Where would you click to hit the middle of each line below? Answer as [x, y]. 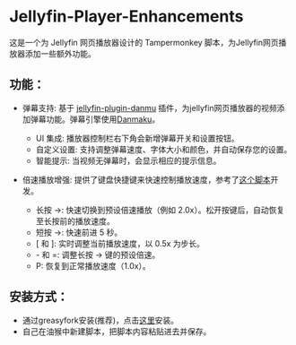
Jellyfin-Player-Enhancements [126, 17]
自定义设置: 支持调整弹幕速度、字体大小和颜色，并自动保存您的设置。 [164, 149]
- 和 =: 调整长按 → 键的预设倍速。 [98, 254]
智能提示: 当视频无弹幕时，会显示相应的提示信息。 [128, 160]
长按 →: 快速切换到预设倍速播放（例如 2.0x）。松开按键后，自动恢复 [160, 210]
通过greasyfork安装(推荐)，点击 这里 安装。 [100, 320]
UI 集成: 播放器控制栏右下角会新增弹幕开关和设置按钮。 [137, 138]
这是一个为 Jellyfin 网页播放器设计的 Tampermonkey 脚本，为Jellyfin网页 [144, 42]
